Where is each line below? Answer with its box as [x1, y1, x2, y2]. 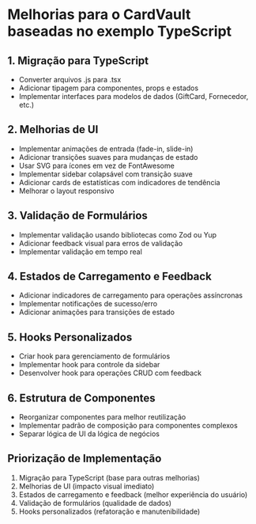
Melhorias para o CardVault [7, 6, 191, 24]
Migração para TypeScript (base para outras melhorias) [18, 473, 201, 482]
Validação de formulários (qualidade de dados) [18, 498, 171, 507]
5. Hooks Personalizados [7, 330, 133, 344]
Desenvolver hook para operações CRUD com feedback [18, 368, 202, 378]
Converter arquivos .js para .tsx [18, 75, 122, 84]
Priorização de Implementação [7, 452, 162, 465]
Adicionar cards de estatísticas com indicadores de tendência [18, 177, 220, 187]
